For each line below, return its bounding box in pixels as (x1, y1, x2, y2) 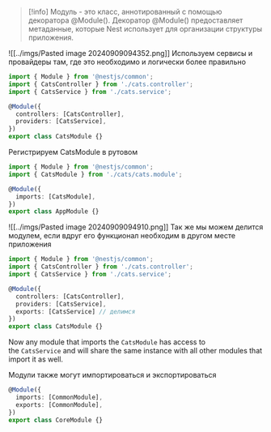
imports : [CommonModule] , (15, 393, 104, 401)
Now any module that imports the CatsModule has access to (8, 337, 206, 347)
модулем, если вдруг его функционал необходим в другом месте (8, 231, 236, 241)
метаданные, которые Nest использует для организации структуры (28, 24, 263, 33)
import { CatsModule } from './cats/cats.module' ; (8, 170, 183, 178)
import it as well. (8, 354, 63, 364)
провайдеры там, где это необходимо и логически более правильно (8, 57, 247, 66)
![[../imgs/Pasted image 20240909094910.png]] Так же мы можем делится (8, 222, 264, 232)
